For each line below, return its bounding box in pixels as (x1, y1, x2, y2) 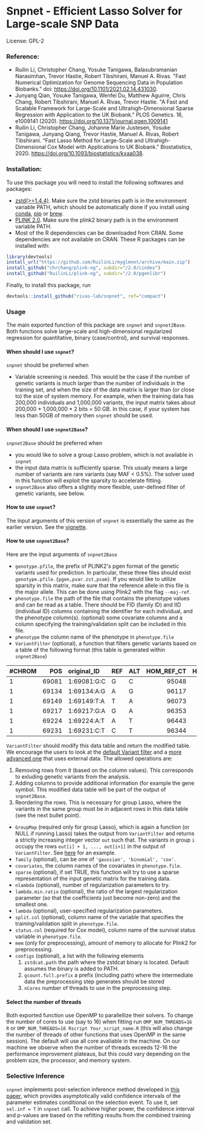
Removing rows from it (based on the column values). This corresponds (14, 766, 194, 774)
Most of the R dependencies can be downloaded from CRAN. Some (14, 229, 184, 236)
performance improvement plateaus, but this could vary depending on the (6, 1050, 190, 1058)
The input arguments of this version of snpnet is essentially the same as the (6, 517, 194, 524)
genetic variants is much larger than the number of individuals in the (14, 380, 185, 387)
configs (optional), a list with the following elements (14, 952, 144, 960)
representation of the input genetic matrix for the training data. (14, 875, 171, 882)
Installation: (6, 165, 42, 173)
